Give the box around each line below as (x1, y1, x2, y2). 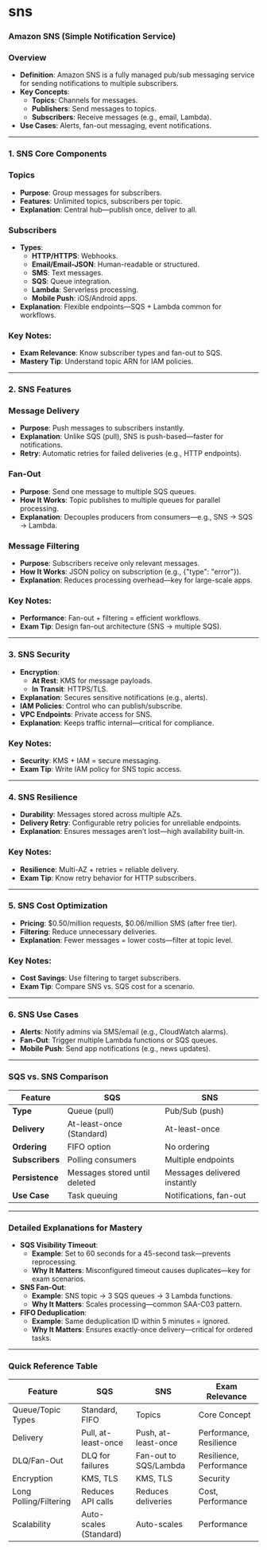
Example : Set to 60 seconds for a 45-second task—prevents (31, 1248, 231, 1258)
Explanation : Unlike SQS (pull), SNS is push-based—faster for (19, 432, 224, 442)
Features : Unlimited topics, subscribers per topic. (19, 196, 183, 205)
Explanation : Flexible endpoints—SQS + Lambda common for (19, 302, 222, 311)
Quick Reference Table (8, 1360, 98, 1371)
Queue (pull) (67, 1105, 114, 1116)
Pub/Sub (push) (164, 1105, 225, 1116)
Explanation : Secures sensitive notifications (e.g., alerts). (19, 692, 208, 702)
